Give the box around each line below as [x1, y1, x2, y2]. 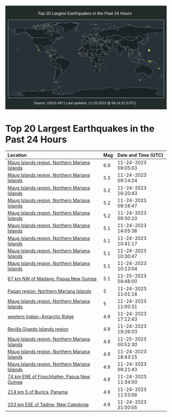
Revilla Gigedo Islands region [7, 326, 69, 332]
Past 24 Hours [5, 134, 67, 145]
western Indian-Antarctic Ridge [7, 313, 74, 319]
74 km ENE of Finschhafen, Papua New [7, 373, 91, 380]
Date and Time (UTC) [117, 152, 164, 158]
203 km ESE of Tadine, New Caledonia [7, 402, 89, 408]
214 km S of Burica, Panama [7, 389, 68, 395]
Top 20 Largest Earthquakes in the [5, 123, 155, 134]
